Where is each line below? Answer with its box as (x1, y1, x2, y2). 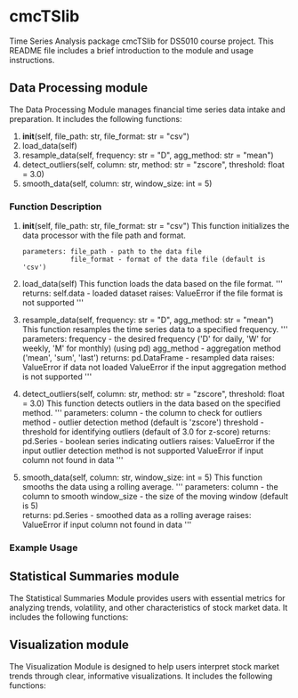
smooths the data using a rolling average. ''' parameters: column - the (21, 482, 278, 492)
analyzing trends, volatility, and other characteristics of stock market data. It (9, 602, 288, 613)
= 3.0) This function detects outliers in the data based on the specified (21, 398, 281, 409)
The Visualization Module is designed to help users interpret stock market (9, 661, 280, 671)
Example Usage (9, 541, 78, 554)
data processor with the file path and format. (21, 230, 187, 241)
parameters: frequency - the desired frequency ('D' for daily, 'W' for (21, 334, 272, 345)
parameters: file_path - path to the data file (21, 248, 202, 256)
